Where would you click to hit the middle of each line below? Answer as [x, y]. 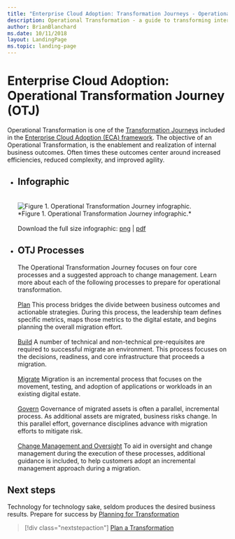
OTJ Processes [51, 250]
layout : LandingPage [37, 40]
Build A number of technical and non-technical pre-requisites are [111, 342]
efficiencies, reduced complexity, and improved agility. [86, 160]
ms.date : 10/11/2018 [37, 33]
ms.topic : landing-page [42, 46]
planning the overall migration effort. [70, 327]
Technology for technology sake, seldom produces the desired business [111, 507]
